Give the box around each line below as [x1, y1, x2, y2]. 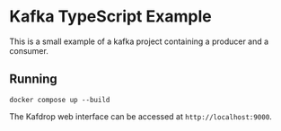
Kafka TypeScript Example [9, 6, 213, 27]
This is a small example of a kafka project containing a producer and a [9, 36, 269, 47]
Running [9, 72, 58, 87]
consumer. [9, 45, 49, 56]
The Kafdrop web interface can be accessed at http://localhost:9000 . [9, 110, 272, 122]
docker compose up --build [9, 95, 110, 104]
